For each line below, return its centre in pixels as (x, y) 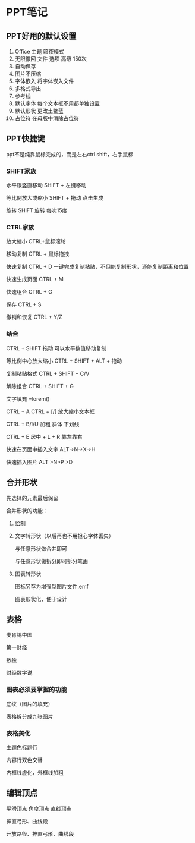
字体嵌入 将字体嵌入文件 (44, 81)
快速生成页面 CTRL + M (35, 279)
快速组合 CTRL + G (29, 292)
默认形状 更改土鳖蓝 (39, 111)
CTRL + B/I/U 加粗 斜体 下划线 (43, 424)
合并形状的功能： (27, 510)
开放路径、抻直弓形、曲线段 (40, 833)
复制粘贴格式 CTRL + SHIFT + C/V (48, 373)
